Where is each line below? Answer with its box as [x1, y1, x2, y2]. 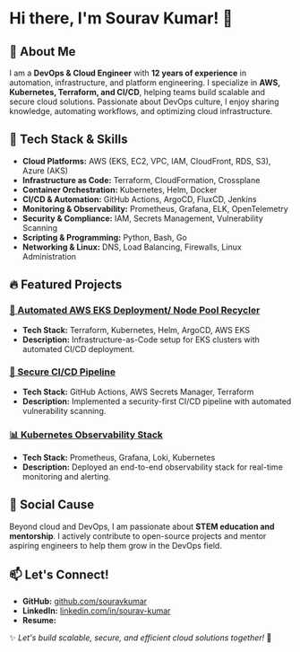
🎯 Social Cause [9, 498, 95, 513]
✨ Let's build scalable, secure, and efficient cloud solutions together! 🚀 [9, 632, 272, 643]
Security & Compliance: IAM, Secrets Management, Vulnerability [21, 213, 264, 224]
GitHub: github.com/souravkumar [21, 595, 148, 606]
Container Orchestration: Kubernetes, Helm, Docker [21, 184, 218, 195]
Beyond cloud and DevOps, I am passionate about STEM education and [9, 521, 275, 532]
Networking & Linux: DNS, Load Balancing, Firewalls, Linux [21, 242, 242, 252]
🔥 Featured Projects [9, 278, 123, 293]
